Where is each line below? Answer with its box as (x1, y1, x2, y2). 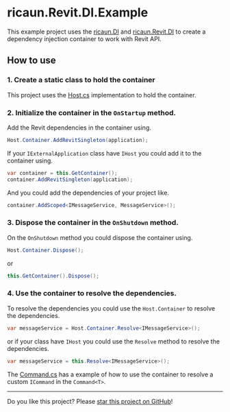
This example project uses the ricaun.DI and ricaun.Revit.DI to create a (7, 27, 206, 36)
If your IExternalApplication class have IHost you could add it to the (7, 149, 202, 157)
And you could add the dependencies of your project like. (7, 189, 170, 197)
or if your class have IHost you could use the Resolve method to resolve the (7, 337, 220, 346)
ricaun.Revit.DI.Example (7, 5, 149, 21)
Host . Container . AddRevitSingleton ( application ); (7, 136, 149, 143)
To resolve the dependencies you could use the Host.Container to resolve (7, 304, 216, 313)
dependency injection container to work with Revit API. (7, 34, 162, 43)
